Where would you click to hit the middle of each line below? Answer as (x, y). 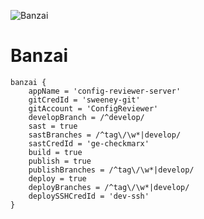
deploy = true (57, 178)
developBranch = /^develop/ (86, 117)
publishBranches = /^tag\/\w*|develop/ (111, 170)
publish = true (60, 161)
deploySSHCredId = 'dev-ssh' (89, 196)
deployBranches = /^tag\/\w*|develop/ (109, 187)
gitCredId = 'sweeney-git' (84, 100)
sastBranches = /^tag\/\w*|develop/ (105, 135)
